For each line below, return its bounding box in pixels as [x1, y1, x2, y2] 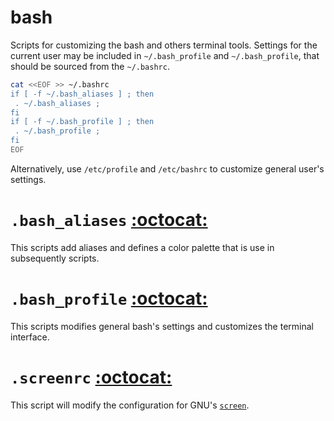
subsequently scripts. [10, 252, 100, 264]
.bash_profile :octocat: [10, 287, 208, 310]
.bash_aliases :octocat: [10, 209, 208, 231]
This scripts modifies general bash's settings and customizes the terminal [10, 320, 314, 332]
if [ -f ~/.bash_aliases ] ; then [10, 89, 155, 99]
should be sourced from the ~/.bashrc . [10, 60, 170, 72]
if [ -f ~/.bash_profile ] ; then [10, 117, 155, 127]
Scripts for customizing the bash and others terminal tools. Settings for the [10, 39, 318, 51]
